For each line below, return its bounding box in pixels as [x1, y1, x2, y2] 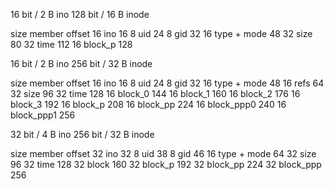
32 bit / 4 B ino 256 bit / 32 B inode [10, 129, 155, 140]
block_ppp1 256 [10, 109, 76, 121]
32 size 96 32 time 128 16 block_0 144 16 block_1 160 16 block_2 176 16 [10, 88, 301, 99]
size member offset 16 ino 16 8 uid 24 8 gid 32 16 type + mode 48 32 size [10, 28, 313, 39]
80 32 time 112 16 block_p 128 [10, 39, 133, 50]
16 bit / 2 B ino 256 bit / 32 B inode [10, 58, 153, 69]
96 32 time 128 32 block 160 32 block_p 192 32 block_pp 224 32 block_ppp [10, 159, 322, 170]
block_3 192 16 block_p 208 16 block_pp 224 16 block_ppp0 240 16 [10, 99, 287, 110]
